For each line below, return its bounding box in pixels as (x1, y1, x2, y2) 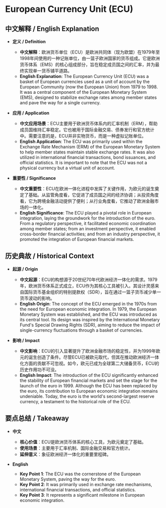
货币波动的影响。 (19, 295, 55, 301)
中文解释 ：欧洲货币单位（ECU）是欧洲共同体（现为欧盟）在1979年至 (19, 49, 160, 55)
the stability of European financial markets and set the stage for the (19, 377, 158, 383)
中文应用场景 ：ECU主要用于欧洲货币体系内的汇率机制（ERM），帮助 (19, 121, 158, 126)
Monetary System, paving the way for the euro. (19, 476, 116, 482)
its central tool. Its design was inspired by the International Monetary (19, 316, 160, 322)
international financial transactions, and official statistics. (19, 487, 136, 493)
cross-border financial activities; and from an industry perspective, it (19, 231, 160, 237)
